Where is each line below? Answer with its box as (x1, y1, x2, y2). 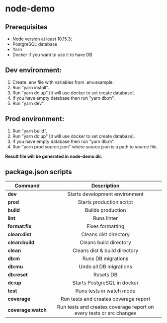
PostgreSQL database (12, 41, 58, 47)
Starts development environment (67, 191, 144, 197)
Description (91, 182, 120, 189)
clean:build (7, 239, 35, 246)
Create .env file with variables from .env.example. (12, 79, 114, 85)
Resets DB (93, 271, 118, 278)
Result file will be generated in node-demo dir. (5, 153, 103, 159)
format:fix (7, 223, 32, 230)
